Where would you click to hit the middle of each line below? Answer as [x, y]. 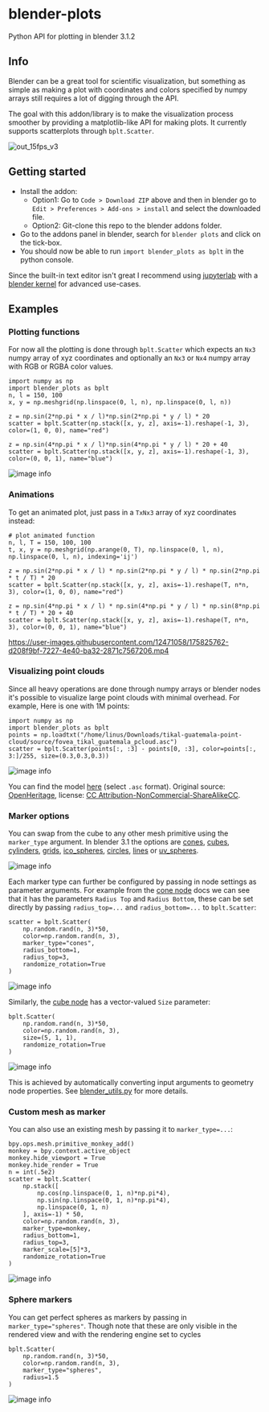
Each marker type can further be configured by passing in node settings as [132, 881]
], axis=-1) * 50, [53, 1215]
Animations [31, 494]
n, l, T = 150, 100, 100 [50, 543]
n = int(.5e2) [32, 1172]
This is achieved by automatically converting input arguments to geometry [131, 1083]
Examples [33, 309]
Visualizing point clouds [57, 671]
